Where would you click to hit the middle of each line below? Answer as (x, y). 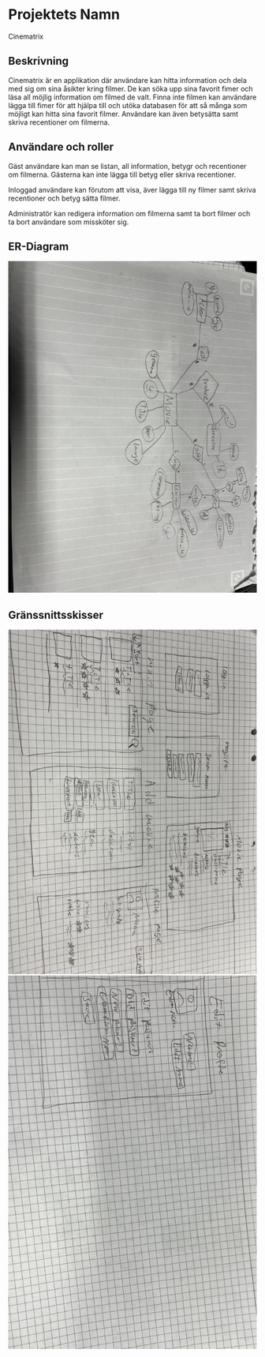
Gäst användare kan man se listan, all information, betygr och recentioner (127, 166)
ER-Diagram (39, 246)
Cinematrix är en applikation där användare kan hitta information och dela (127, 80)
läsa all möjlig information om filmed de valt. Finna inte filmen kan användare (132, 97)
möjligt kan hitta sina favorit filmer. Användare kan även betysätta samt (123, 114)
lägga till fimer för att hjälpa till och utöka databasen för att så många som (128, 105)
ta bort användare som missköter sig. (69, 222)
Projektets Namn (64, 15)
